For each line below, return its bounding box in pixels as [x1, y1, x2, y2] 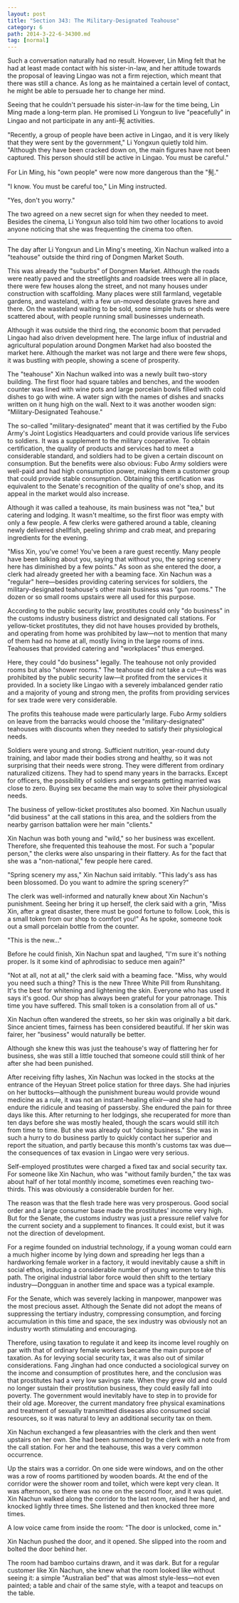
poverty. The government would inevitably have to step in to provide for [7, 1392, 218, 1400]
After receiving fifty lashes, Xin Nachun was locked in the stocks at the [7, 1073, 215, 1081]
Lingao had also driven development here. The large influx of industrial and [7, 334, 228, 342]
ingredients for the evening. [7, 534, 89, 542]
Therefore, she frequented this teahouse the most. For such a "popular [7, 842, 215, 850]
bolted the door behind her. [7, 1545, 87, 1553]
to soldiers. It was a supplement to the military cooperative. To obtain [7, 437, 210, 445]
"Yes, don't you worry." [7, 196, 75, 205]
